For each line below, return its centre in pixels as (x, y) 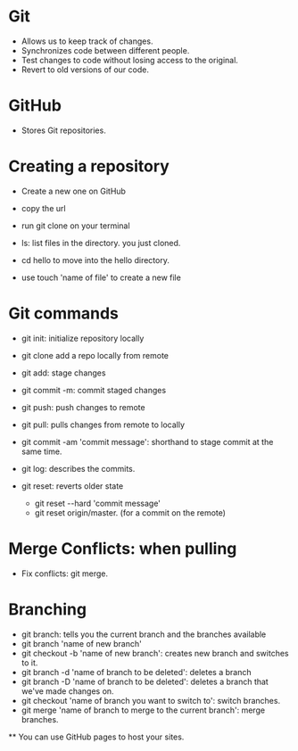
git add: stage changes (63, 373)
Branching (47, 609)
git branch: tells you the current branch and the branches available (144, 634)
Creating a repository (89, 166)
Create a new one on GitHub (74, 191)
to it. (29, 663)
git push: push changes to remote (83, 407)
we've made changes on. (67, 691)
